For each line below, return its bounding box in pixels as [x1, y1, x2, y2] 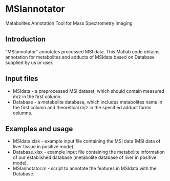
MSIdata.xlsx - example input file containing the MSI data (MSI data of [12, 138, 161, 144]
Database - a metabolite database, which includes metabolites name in [12, 98, 163, 105]
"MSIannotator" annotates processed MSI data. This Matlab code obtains [5, 48, 160, 54]
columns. [12, 110, 32, 116]
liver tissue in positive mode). [12, 144, 75, 150]
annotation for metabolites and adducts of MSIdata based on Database [5, 54, 155, 60]
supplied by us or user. [5, 59, 54, 66]
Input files [5, 74, 38, 83]
